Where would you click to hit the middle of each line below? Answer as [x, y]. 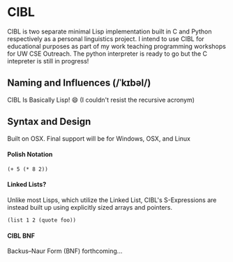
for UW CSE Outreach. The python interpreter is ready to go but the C [107, 54]
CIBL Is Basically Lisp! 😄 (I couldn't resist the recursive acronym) [101, 100]
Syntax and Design [49, 122]
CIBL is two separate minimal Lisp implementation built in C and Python [110, 31]
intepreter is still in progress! [48, 61]
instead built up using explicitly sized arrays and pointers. [90, 207]
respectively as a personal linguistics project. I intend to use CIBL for [106, 38]
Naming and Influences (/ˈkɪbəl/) [79, 83]
